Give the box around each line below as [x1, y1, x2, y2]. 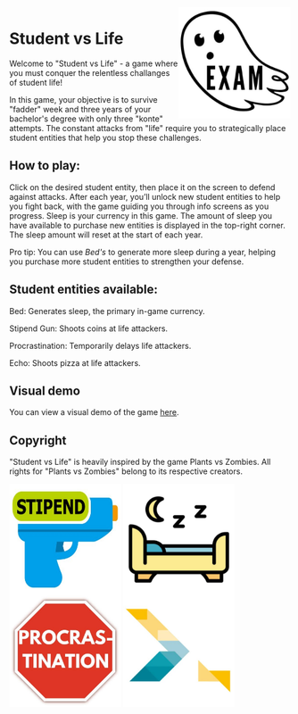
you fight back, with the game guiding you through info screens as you [9, 201, 269, 212]
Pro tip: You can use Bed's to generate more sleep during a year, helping [9, 246, 277, 257]
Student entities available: [9, 282, 159, 297]
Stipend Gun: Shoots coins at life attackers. [9, 323, 168, 334]
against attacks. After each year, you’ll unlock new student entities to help [9, 191, 281, 202]
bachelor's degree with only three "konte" [9, 113, 163, 124]
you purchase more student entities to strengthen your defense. [9, 256, 244, 267]
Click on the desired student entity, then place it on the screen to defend [9, 181, 276, 193]
